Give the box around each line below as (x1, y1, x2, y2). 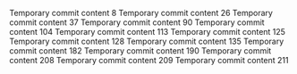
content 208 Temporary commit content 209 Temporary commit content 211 (9, 55, 289, 65)
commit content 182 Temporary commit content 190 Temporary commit (9, 45, 272, 56)
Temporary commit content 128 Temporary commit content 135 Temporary (9, 36, 284, 46)
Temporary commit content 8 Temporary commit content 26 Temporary (9, 8, 273, 18)
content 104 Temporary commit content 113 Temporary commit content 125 (9, 27, 286, 37)
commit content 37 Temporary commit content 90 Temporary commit (9, 17, 266, 28)
